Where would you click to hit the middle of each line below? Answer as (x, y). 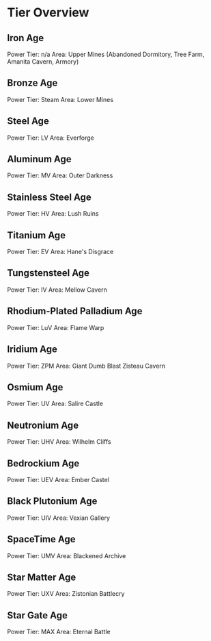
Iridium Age (32, 350)
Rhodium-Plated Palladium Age (75, 311)
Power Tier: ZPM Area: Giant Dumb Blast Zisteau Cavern (86, 366)
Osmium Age (35, 387)
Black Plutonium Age (52, 501)
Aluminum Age (39, 159)
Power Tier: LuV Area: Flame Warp (56, 327)
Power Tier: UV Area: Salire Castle (55, 404)
